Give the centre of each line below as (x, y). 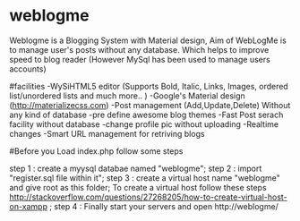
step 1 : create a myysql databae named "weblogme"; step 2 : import (136, 168)
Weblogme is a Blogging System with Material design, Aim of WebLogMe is (148, 40)
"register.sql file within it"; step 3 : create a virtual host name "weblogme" (145, 178)
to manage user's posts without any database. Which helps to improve (139, 49)
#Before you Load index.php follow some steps (96, 151)
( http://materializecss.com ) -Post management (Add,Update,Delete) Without (150, 105)
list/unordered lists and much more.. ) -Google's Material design (128, 96)
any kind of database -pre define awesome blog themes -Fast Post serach (146, 115)
